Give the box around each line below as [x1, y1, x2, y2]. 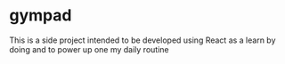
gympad [9, 5, 72, 26]
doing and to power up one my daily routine [9, 44, 169, 54]
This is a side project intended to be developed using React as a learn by [9, 35, 276, 45]
